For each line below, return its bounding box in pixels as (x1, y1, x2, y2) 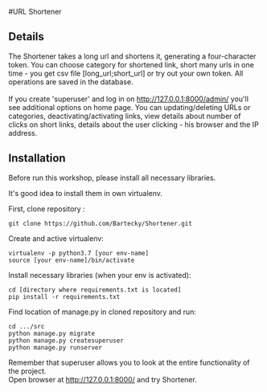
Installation (8, 152, 66, 165)
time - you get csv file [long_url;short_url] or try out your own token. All (8, 68, 244, 78)
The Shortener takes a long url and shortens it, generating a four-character (8, 51, 257, 61)
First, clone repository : (8, 204, 86, 214)
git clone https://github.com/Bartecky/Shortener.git (8, 219, 193, 227)
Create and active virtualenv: (8, 233, 105, 243)
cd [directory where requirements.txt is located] (8, 285, 182, 294)
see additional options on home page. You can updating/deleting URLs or (8, 102, 251, 112)
